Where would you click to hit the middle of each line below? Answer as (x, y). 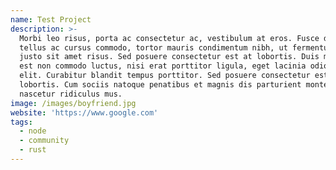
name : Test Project (51, 19)
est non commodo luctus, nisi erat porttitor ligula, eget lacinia (163, 66)
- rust (33, 150)
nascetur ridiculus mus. (71, 94)
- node (33, 131)
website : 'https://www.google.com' (84, 112)
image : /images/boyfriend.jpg (73, 103)
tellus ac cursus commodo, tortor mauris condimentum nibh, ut (153, 47)
